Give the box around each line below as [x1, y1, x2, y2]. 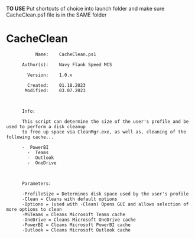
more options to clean [6, 206, 62, 212]
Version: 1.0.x [27, 72, 73, 78]
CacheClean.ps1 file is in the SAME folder [6, 11, 107, 18]
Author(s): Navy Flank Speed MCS [21, 61, 112, 67]
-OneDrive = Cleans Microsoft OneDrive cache [21, 217, 136, 223]
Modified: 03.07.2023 [24, 87, 86, 93]
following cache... [6, 134, 54, 140]
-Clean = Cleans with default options [21, 196, 118, 202]
